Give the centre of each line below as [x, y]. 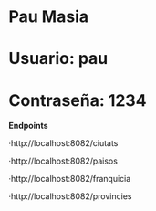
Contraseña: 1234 [78, 100]
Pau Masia [48, 17]
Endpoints [28, 126]
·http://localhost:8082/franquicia [70, 179]
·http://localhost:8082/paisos [63, 161]
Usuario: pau [58, 59]
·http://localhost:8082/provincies [70, 196]
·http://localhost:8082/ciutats [63, 143]
